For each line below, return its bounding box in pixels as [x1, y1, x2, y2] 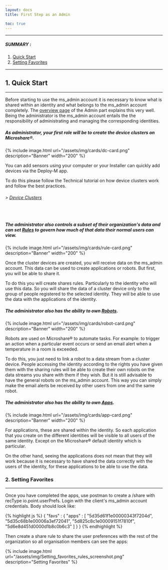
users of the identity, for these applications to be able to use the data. [5, 464, 148, 470]
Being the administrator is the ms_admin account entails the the [5, 112, 136, 119]
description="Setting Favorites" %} [5, 558, 77, 565]
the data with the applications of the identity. [5, 296, 97, 302]
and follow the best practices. [5, 183, 66, 189]
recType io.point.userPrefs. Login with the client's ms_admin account [5, 498, 147, 504]
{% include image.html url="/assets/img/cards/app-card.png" [5, 412, 132, 418]
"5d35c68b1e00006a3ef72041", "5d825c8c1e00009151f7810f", [5, 518, 135, 524]
